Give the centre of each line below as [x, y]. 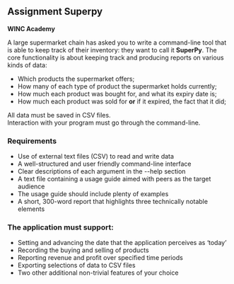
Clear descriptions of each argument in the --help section [101, 171]
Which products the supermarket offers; [76, 79]
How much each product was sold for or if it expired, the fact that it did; [122, 101]
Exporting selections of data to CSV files [76, 266]
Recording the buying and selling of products [83, 250]
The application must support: [61, 227]
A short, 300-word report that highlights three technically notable [113, 202]
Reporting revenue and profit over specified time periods [100, 258]
